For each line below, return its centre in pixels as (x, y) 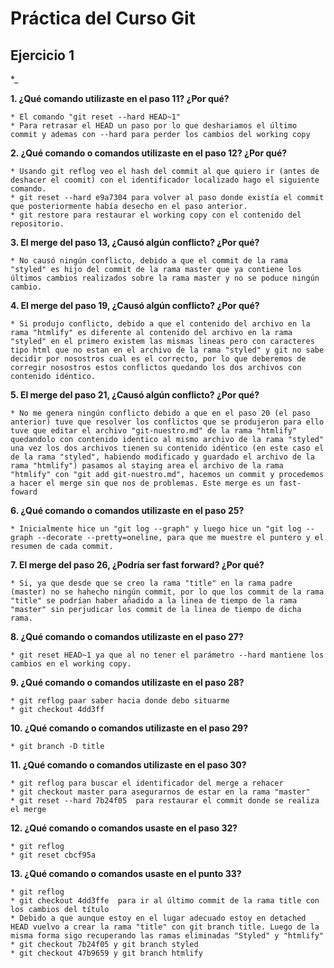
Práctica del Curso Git (103, 18)
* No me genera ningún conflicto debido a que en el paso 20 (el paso (160, 413)
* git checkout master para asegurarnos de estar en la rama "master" (160, 792)
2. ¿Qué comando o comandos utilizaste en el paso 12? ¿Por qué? (149, 153)
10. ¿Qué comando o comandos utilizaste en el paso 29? (129, 728)
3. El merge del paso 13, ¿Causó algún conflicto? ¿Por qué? (135, 242)
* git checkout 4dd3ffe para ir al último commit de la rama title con (165, 901)
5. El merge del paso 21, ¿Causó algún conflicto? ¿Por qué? (135, 395)
